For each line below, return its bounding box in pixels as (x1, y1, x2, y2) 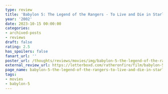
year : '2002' (5, 16, 32, 21)
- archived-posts (5, 30, 41, 35)
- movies (5, 77, 23, 82)
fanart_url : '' (5, 53, 37, 59)
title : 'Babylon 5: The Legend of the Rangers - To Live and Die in (5, 12, 151, 17)
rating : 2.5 (5, 44, 30, 49)
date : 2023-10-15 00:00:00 (5, 21, 61, 26)
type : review (5, 7, 32, 12)
